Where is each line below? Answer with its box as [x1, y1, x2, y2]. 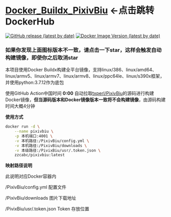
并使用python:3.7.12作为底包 [5, 80, 64, 86]
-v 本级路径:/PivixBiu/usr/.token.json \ [14, 148, 101, 153]
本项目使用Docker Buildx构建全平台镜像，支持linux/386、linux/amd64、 [5, 67, 157, 73]
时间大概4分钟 [5, 103, 36, 109]
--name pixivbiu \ [14, 129, 54, 134]
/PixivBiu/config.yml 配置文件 [5, 184, 67, 190]
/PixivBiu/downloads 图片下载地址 [5, 195, 77, 201]
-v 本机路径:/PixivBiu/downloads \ [14, 143, 87, 148]
